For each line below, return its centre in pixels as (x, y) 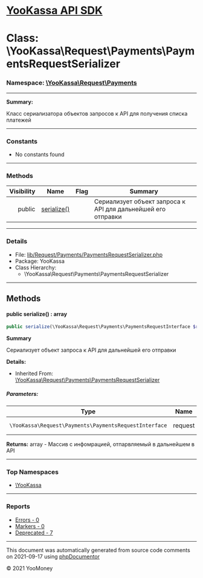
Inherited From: (34, 373)
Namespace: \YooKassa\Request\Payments (72, 83)
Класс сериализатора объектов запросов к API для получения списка (97, 113)
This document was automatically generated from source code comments (98, 550)
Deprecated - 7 (34, 533)
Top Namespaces (33, 471)
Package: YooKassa (40, 261)
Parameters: (22, 393)
